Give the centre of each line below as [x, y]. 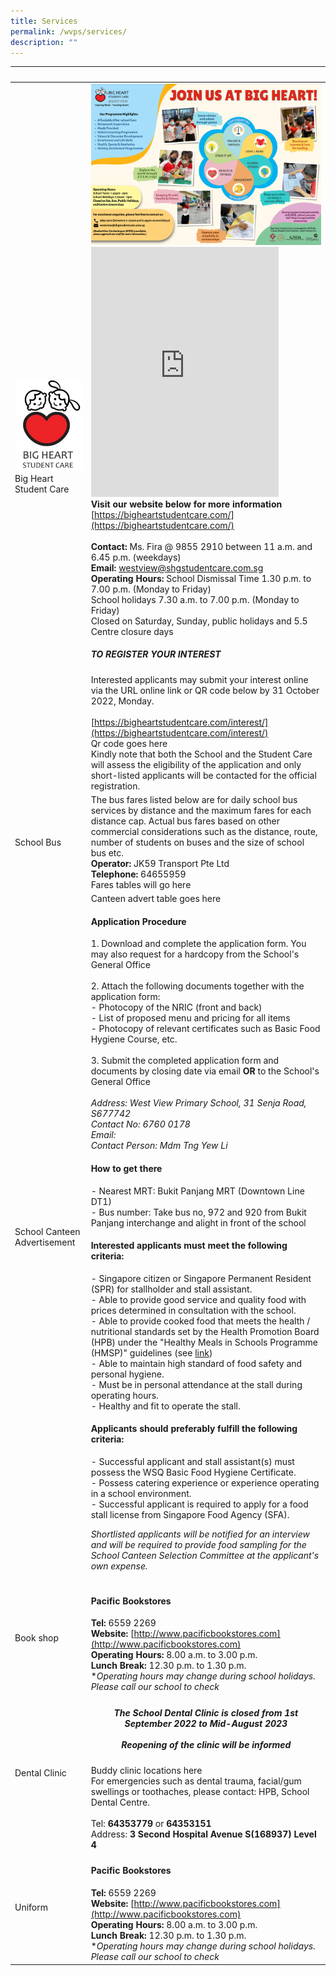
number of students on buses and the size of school [197, 842]
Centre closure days [132, 631]
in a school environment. [141, 1493]
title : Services [44, 21]
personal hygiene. [127, 1374]
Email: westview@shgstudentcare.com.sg [177, 567]
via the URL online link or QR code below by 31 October [205, 690]
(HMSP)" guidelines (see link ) [151, 1352]
